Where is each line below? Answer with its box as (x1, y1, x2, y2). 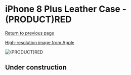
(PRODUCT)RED (5, 14, 72, 25)
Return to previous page (5, 30, 54, 36)
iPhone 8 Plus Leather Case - (5, 3, 127, 15)
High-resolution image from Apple (5, 39, 75, 45)
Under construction (5, 63, 67, 72)
